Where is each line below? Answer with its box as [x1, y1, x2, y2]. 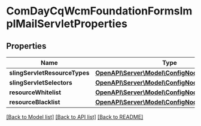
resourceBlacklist [9, 98, 60, 106]
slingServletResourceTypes [9, 69, 90, 77]
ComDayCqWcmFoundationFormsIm [6, 4, 193, 18]
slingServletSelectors [9, 79, 73, 86]
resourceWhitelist [9, 88, 62, 97]
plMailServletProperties [6, 17, 127, 31]
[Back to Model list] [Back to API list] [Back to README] [6, 113, 144, 121]
